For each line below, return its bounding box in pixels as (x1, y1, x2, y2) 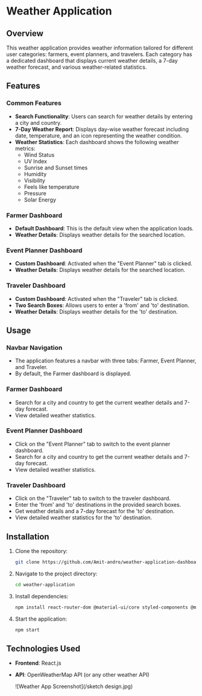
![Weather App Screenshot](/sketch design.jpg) (14, 683, 133, 690)
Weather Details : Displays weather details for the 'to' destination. (14, 308, 178, 315)
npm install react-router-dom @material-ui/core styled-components (14, 604, 188, 610)
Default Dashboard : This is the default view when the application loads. (14, 224, 194, 232)
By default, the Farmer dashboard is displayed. (14, 370, 131, 378)
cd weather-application (14, 581, 75, 587)
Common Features (6, 99, 62, 107)
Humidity (24, 170, 47, 177)
